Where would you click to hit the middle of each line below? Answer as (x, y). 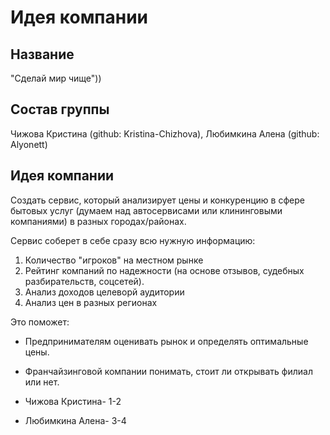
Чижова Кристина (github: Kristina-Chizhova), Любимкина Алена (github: (165, 133)
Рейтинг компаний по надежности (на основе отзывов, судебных (164, 270)
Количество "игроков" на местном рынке (114, 260)
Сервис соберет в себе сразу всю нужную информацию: (133, 240)
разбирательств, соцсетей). (84, 281)
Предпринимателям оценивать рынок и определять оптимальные (166, 341)
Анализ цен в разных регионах (91, 302)
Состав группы (60, 109)
